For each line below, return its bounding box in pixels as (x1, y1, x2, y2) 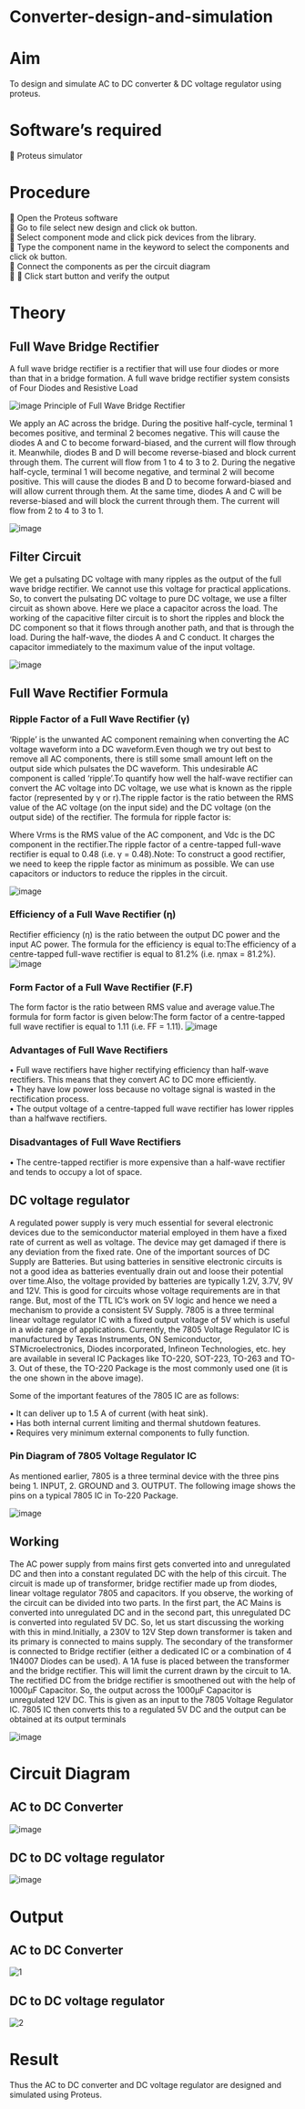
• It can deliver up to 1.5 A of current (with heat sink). (9, 1408, 208, 1419)
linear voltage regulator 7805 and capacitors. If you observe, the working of (9, 1587, 294, 1599)
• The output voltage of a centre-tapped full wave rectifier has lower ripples (9, 1103, 294, 1115)
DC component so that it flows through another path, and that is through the (9, 622, 294, 633)
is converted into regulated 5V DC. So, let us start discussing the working (9, 1616, 285, 1627)
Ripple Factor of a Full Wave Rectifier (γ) (9, 713, 190, 726)
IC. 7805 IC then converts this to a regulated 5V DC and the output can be (9, 1704, 287, 1715)
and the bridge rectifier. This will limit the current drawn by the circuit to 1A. (9, 1664, 291, 1676)
